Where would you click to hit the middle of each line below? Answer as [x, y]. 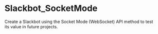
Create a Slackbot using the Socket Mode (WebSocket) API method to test [79, 22]
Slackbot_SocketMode [51, 8]
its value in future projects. [31, 26]
